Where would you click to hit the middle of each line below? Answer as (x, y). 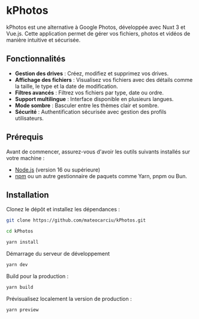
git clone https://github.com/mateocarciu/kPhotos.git (76, 220)
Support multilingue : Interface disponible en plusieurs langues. (94, 99)
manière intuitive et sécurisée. (43, 40)
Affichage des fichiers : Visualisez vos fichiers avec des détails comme (104, 79)
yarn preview (22, 310)
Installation (28, 195)
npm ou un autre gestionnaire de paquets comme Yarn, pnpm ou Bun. (101, 176)
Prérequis (25, 137)
